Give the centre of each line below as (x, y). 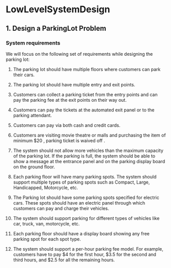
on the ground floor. (34, 167)
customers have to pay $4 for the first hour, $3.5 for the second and (85, 254)
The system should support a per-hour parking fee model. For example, (88, 249)
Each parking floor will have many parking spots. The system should (85, 176)
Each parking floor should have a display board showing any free (81, 233)
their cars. (24, 75)
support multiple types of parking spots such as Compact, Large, (81, 182)
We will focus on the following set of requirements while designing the (79, 54)
